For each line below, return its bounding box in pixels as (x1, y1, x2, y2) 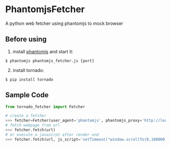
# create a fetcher (5, 113, 47, 119)
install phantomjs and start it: (12, 48, 74, 54)
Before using (5, 35, 47, 44)
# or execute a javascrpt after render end (5, 132, 99, 137)
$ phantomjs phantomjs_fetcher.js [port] (5, 58, 95, 63)
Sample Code (5, 91, 49, 99)
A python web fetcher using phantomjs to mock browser (5, 20, 124, 26)
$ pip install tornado (5, 77, 53, 82)
